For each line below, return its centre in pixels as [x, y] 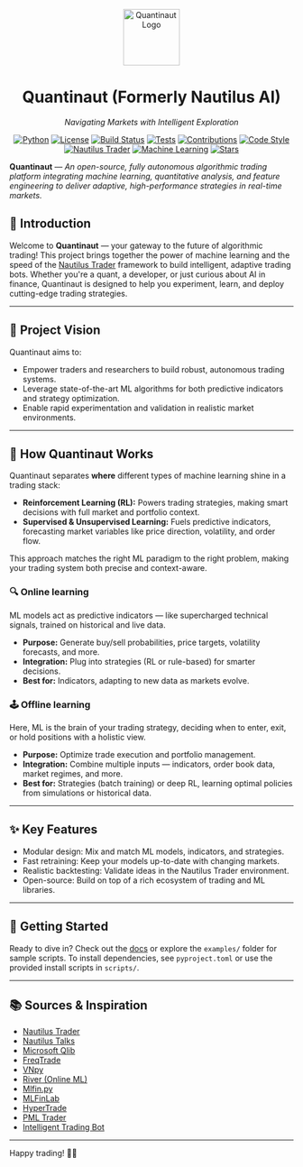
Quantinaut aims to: [46, 352]
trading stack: [35, 485]
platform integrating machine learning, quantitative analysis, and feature [145, 176]
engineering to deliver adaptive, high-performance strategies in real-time [146, 186]
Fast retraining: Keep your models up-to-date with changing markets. [151, 860]
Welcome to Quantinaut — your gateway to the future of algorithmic [136, 245]
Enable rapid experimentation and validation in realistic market [138, 408]
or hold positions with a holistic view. [78, 737]
